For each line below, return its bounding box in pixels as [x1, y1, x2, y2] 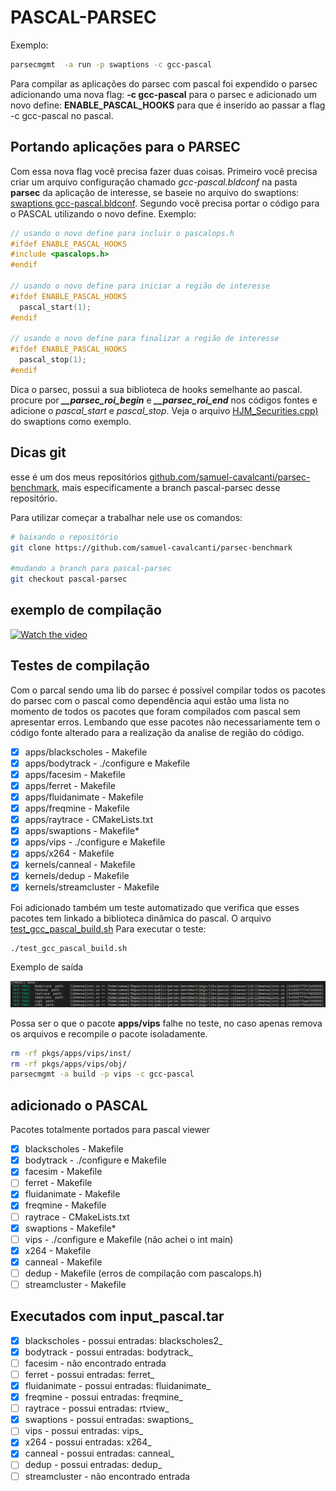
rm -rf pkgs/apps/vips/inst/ [10, 1048, 132, 1058]
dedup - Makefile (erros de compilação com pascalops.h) [24, 1267, 263, 1279]
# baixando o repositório [10, 532, 118, 542]
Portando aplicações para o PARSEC [10, 139, 241, 156]
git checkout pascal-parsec [10, 574, 128, 585]
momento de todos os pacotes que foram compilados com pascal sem [10, 705, 301, 717]
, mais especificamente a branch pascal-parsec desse [56, 481, 281, 493]
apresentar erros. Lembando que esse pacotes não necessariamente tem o [10, 716, 321, 728]
